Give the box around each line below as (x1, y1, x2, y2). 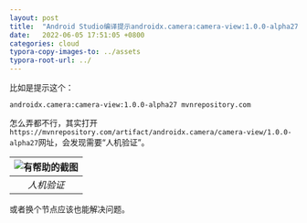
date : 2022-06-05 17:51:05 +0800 (9, 30, 145, 39)
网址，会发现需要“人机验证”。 (37, 137, 150, 147)
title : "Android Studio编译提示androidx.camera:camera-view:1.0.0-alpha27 (9, 22, 299, 31)
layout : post (9, 13, 59, 23)
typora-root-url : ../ (9, 56, 92, 65)
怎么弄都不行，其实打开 (9, 118, 98, 128)
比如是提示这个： (9, 82, 74, 92)
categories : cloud (9, 38, 79, 48)
